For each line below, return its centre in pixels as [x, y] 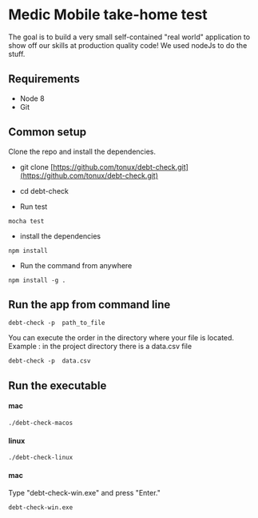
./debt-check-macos [41, 423]
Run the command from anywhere [76, 265]
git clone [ [36, 167]
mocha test [26, 221]
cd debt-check [44, 191]
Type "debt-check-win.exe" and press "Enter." [85, 493]
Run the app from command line [89, 305]
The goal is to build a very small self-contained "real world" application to [129, 37]
